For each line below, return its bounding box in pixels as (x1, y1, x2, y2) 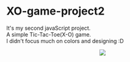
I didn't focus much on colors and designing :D (6, 37, 124, 44)
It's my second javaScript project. (6, 24, 91, 32)
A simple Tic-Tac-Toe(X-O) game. (6, 30, 92, 38)
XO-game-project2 (6, 4, 105, 18)
